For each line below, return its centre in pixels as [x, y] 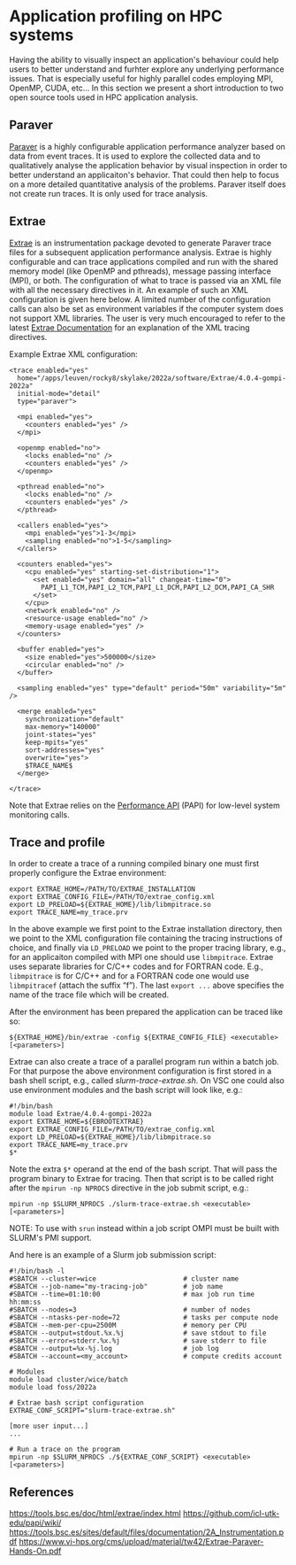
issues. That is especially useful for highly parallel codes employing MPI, [141, 78]
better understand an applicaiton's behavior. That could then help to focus [144, 174]
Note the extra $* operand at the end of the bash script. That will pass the [143, 1169]
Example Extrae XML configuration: [74, 354]
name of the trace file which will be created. [89, 995]
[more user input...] [49, 1426]
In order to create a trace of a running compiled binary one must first [134, 864]
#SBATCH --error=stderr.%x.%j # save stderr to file [138, 1341]
